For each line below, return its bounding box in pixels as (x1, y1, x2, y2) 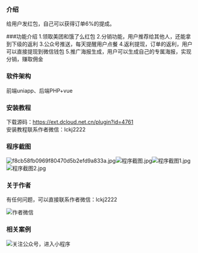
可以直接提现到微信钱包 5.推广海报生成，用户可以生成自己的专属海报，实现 (6, 48, 191, 55)
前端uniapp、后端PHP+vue (6, 87, 73, 94)
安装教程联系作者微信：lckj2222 (6, 125, 86, 133)
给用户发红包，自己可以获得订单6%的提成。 (6, 20, 116, 28)
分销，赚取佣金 (6, 55, 43, 63)
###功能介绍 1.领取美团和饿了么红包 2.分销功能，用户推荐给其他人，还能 (6, 33, 186, 40)
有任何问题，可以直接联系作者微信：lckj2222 (6, 196, 117, 203)
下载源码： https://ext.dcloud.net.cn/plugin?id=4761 (6, 118, 134, 125)
